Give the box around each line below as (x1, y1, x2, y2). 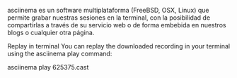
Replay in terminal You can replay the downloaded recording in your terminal (7, 42, 231, 50)
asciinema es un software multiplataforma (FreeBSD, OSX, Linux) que (7, 6, 209, 14)
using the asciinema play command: (7, 49, 112, 58)
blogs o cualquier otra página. (7, 28, 95, 37)
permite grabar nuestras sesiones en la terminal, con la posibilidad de (7, 13, 211, 22)
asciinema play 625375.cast (7, 63, 89, 71)
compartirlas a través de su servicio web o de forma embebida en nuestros (7, 21, 226, 29)
